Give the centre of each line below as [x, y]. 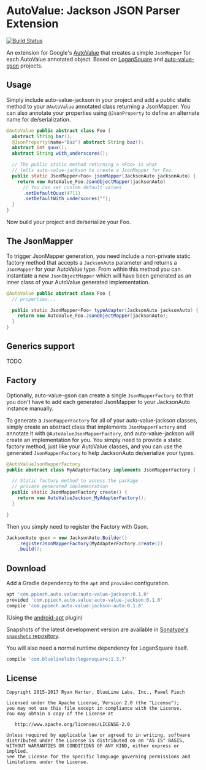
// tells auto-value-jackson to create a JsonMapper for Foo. [93, 170]
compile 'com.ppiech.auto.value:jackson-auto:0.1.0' [75, 605]
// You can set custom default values [72, 187]
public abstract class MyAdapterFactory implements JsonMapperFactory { [101, 470]
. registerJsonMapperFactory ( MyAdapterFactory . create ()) [90, 543]
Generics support [41, 347]
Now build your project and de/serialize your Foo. [69, 222]
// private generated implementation [60, 487]
